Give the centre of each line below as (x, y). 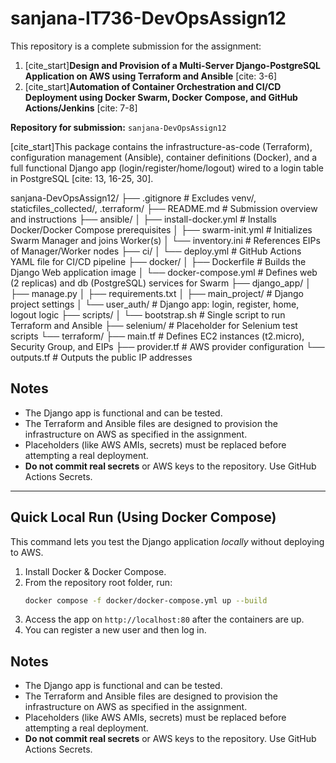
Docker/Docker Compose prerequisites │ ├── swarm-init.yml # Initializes (161, 229)
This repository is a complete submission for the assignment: (136, 46)
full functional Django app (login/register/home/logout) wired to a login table (167, 168)
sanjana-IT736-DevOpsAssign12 (148, 18)
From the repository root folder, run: (98, 582)
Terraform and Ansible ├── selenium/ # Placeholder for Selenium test (154, 325)
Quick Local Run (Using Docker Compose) (143, 517)
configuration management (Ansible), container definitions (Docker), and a (164, 157)
